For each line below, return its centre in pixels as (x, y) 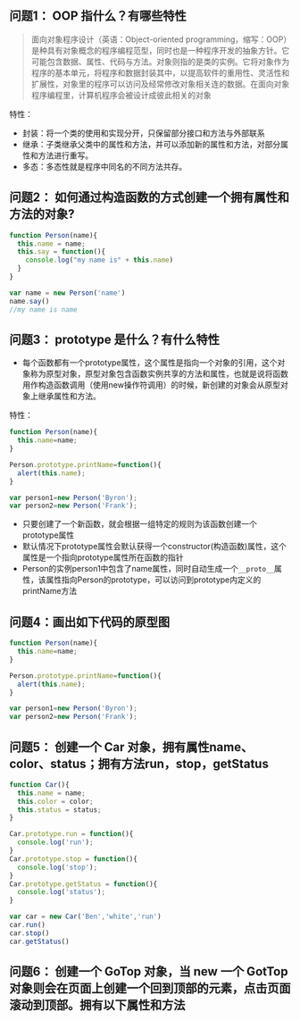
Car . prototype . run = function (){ (71, 834)
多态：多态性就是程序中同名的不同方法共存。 (104, 166)
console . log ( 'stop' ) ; (58, 867)
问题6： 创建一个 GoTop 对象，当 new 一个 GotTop (149, 972)
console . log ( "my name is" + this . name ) (100, 260)
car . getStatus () (39, 941)
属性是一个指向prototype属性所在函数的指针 (103, 557)
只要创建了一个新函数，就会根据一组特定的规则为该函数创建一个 (139, 524)
